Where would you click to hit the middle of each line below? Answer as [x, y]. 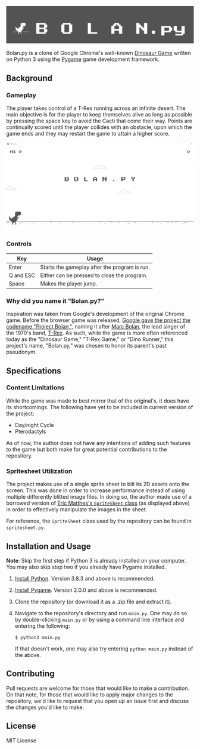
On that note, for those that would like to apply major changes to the [90, 694]
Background [29, 78]
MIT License [21, 740]
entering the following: [42, 626]
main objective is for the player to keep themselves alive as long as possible [99, 115]
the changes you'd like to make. [45, 707]
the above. [28, 655]
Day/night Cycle [35, 425]
